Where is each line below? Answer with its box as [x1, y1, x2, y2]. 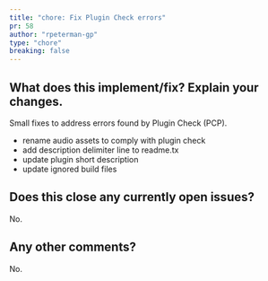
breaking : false [9, 47, 70, 56]
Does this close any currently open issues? [9, 189, 255, 205]
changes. [9, 93, 64, 109]
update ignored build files [22, 163, 117, 174]
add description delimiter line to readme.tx [22, 145, 179, 155]
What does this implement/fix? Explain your [9, 80, 259, 95]
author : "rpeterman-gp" [9, 30, 99, 39]
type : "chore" [9, 38, 63, 48]
